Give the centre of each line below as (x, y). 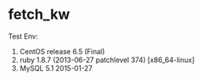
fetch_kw (39, 15)
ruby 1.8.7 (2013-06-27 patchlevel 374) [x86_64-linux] (107, 60)
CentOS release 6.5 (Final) (62, 51)
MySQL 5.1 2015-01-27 (56, 68)
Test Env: (23, 36)
